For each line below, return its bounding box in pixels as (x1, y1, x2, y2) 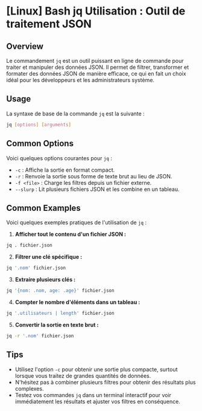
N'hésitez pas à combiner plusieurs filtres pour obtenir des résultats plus (14, 378, 196, 386)
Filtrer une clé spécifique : (14, 253, 83, 261)
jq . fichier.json (6, 242, 52, 248)
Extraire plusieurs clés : (14, 276, 76, 283)
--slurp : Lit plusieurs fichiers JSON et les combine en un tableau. (14, 186, 180, 193)
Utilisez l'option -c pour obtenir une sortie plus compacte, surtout (14, 366, 178, 373)
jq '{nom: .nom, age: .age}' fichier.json (6, 288, 115, 294)
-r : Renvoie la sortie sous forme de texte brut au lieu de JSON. (14, 172, 172, 180)
